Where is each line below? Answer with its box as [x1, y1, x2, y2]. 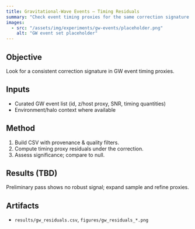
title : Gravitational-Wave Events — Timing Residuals [6, 8, 140, 15]
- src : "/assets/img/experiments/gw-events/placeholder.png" [11, 25, 163, 31]
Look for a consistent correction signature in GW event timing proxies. [6, 67, 175, 74]
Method [6, 124, 36, 134]
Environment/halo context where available [14, 106, 116, 113]
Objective [6, 52, 43, 62]
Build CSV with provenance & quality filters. [14, 139, 120, 146]
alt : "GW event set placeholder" [16, 30, 98, 36]
